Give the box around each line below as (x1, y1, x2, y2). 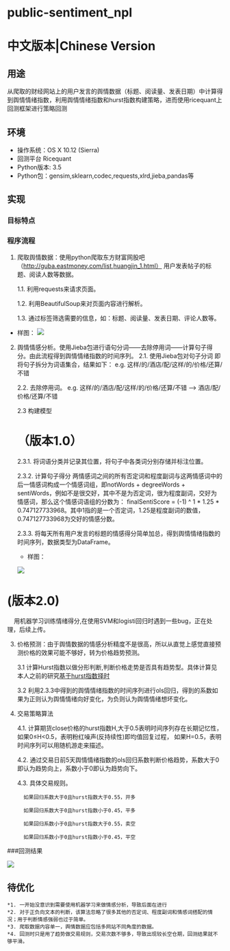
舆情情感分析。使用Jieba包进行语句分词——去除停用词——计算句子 (16, 343, 207, 351)
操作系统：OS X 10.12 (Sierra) (16, 146, 100, 154)
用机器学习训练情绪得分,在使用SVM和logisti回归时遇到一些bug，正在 (13, 617, 207, 625)
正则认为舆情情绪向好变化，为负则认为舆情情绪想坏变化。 (29, 695, 192, 703)
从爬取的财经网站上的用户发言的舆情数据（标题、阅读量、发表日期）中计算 (7, 87, 217, 95)
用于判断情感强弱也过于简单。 (16, 916, 89, 924)
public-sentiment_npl (7, 5, 132, 21)
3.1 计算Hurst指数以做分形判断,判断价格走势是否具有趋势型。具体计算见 (16, 664, 218, 672)
